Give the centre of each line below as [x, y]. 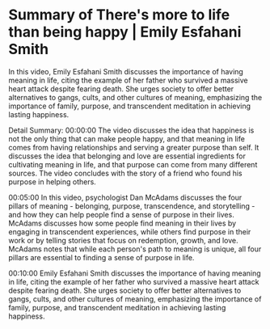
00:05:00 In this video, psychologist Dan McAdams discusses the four [125, 197]
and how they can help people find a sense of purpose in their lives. [121, 214]
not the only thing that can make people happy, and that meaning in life [127, 138]
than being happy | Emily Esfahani [125, 32]
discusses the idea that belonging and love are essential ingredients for [127, 156]
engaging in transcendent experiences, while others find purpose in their [130, 231]
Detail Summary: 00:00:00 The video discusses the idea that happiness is [131, 130]
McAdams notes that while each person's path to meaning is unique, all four [135, 249]
